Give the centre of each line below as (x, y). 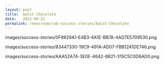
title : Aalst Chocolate (31, 14)
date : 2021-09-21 (25, 19)
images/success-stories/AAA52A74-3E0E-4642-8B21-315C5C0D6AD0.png (82, 57)
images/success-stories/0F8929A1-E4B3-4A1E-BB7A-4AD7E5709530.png (81, 37)
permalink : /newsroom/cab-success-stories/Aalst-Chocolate (67, 23)
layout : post (19, 10)
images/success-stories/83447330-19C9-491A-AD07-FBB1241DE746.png (81, 47)
